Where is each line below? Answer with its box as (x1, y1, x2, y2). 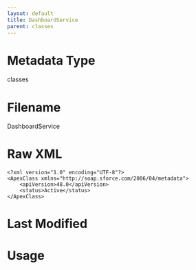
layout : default (7, 10, 54, 17)
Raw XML (7, 146, 63, 162)
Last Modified (7, 216, 88, 231)
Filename (7, 99, 61, 115)
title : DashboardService (7, 17, 78, 23)
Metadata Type (7, 52, 96, 68)
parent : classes (7, 23, 54, 30)
